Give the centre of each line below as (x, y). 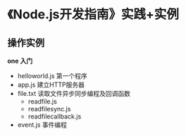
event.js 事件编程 (42, 125)
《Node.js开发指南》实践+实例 (93, 14)
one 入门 (20, 61)
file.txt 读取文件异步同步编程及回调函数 (74, 93)
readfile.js (43, 101)
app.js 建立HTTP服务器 (51, 85)
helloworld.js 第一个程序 (52, 76)
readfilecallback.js (55, 116)
